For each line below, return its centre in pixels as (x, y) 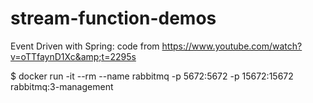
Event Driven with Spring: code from (85, 46)
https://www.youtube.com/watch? (232, 46)
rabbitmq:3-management (62, 86)
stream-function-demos (113, 18)
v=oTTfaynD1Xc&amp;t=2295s (73, 56)
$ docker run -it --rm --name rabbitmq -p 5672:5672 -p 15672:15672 (152, 76)
